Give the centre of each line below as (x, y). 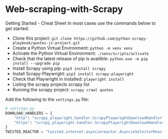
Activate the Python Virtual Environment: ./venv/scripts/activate (80, 53)
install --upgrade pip (36, 63)
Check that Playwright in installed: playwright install (68, 79)
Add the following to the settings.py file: (47, 99)
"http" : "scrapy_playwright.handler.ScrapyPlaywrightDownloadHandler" (89, 118)
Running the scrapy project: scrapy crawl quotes (63, 89)
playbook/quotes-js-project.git (46, 43)
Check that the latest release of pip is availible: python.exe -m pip (80, 58)
